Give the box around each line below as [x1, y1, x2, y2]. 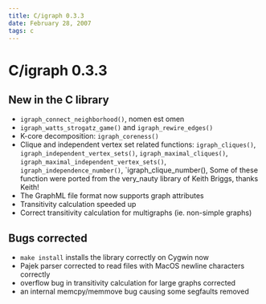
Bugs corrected [8, 231, 88, 245]
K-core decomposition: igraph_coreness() [19, 132, 159, 141]
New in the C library [8, 93, 110, 107]
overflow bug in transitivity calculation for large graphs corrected [19, 278, 235, 288]
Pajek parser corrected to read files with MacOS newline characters [19, 261, 245, 271]
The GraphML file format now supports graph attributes [19, 191, 204, 201]
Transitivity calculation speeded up [19, 200, 137, 209]
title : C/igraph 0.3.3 [8, 11, 84, 20]
